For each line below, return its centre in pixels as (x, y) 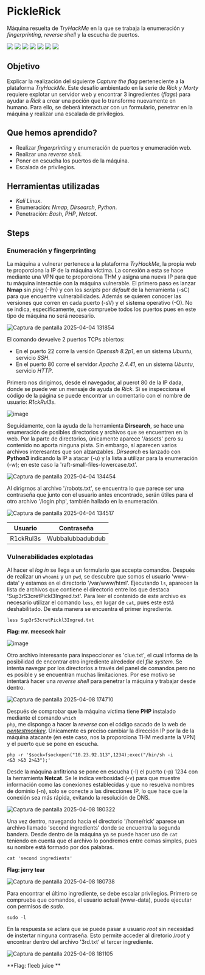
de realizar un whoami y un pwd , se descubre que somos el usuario (89, 577)
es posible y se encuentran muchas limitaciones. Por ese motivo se (91, 675)
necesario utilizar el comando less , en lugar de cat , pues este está (90, 602)
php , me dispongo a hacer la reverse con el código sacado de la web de (96, 725)
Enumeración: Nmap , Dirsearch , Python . (66, 207)
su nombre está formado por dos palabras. (61, 847)
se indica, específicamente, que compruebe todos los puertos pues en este (102, 309)
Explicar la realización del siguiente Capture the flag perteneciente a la (96, 81)
